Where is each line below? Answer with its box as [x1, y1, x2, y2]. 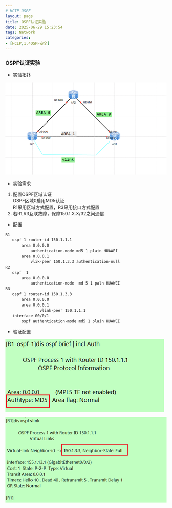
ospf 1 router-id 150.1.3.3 [12, 292, 72, 297]
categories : [5, 35, 31, 40]
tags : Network [5, 30, 36, 35]
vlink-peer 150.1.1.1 [39, 308, 86, 313]
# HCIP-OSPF [5, 8, 31, 13]
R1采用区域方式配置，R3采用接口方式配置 [12, 204, 100, 210]
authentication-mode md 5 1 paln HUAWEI [30, 281, 120, 286]
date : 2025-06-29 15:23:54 [5, 25, 63, 30]
